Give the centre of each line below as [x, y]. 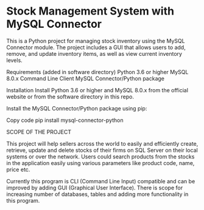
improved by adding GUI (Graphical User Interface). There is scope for [95, 188]
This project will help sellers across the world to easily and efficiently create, [102, 143]
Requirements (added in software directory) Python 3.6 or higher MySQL [97, 72]
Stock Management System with [90, 11]
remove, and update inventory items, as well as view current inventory [94, 53]
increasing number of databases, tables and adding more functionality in [97, 194]
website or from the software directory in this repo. [70, 97]
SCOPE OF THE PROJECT [39, 132]
